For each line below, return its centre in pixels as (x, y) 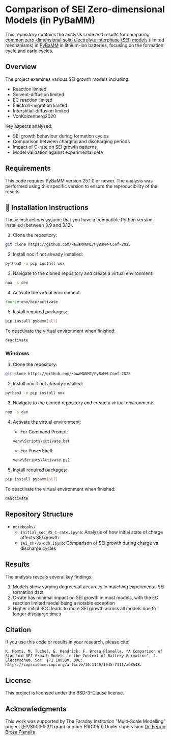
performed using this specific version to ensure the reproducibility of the (81, 186)
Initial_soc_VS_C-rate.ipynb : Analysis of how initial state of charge (92, 532)
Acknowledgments (36, 709)
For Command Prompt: (44, 432)
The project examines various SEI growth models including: (67, 79)
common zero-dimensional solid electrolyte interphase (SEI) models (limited (85, 40)
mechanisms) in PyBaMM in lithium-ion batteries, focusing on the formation (84, 45)
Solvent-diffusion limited (38, 94)
